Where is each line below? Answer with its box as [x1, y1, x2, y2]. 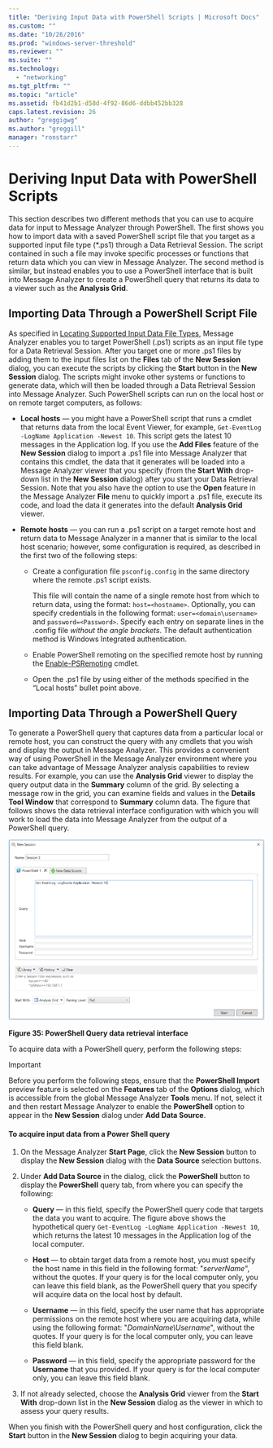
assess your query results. [19, 1406, 110, 1416]
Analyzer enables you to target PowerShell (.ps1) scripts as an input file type [8, 337, 264, 346]
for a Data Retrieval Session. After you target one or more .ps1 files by [8, 345, 242, 355]
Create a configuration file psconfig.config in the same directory [32, 566, 250, 576]
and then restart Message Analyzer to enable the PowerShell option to [8, 1102, 245, 1111]
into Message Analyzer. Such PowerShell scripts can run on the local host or [8, 389, 264, 398]
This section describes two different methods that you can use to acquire [8, 213, 254, 223]
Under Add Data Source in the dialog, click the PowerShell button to [19, 1172, 250, 1182]
